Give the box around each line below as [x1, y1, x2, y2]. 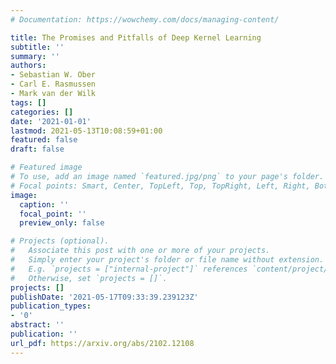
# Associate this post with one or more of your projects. [10, 246, 271, 256]
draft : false [10, 144, 65, 155]
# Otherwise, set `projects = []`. [10, 273, 168, 283]
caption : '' [19, 199, 70, 210]
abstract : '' [10, 320, 65, 330]
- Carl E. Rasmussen [10, 79, 97, 90]
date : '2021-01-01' [10, 116, 92, 126]
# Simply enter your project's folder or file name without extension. [10, 255, 325, 265]
